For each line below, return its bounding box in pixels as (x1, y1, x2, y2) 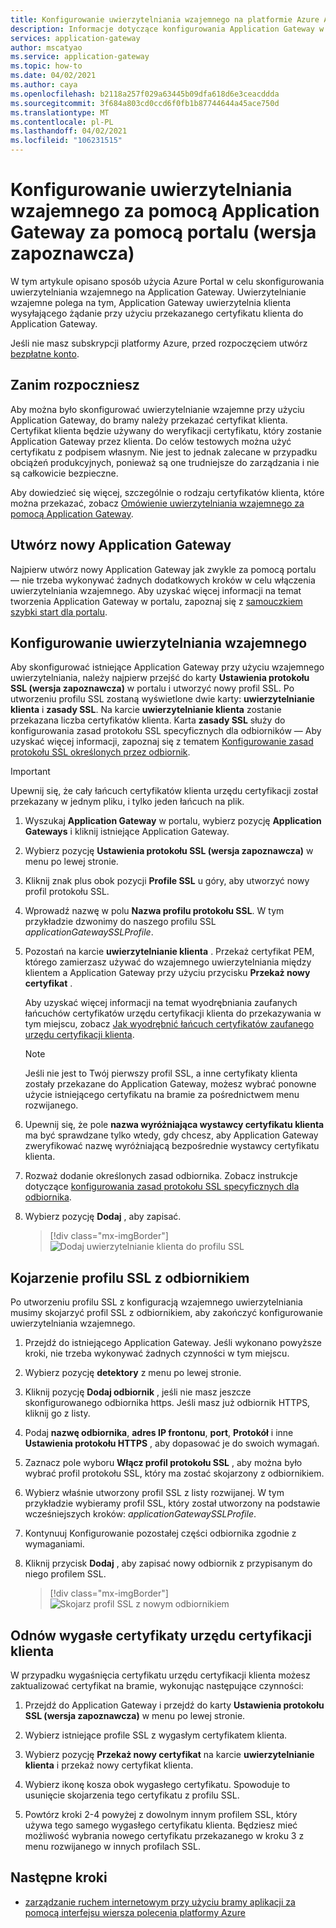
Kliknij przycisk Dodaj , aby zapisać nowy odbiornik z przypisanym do (24, 1557, 313, 1570)
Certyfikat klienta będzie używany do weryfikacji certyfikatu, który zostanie (10, 424, 323, 436)
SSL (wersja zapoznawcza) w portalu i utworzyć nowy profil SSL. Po (10, 682, 295, 695)
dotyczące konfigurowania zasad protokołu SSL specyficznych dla (24, 1181, 300, 1193)
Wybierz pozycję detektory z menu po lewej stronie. (24, 1367, 242, 1379)
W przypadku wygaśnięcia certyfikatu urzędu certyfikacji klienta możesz (10, 1669, 311, 1681)
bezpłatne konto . (10, 347, 80, 360)
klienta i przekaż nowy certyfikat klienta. (24, 1759, 194, 1771)
